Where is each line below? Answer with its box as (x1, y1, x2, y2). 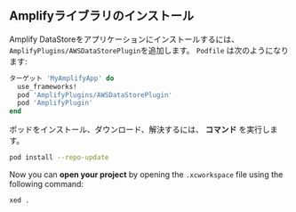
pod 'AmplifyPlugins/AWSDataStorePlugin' (17, 90, 173, 100)
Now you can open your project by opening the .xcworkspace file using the (9, 169, 284, 180)
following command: (9, 179, 84, 190)
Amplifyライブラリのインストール (9, 8, 195, 24)
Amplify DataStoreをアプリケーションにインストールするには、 (9, 34, 240, 45)
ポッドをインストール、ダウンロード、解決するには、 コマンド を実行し (9, 124, 271, 135)
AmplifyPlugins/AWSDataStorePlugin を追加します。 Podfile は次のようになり (9, 45, 289, 55)
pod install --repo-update (9, 153, 109, 162)
